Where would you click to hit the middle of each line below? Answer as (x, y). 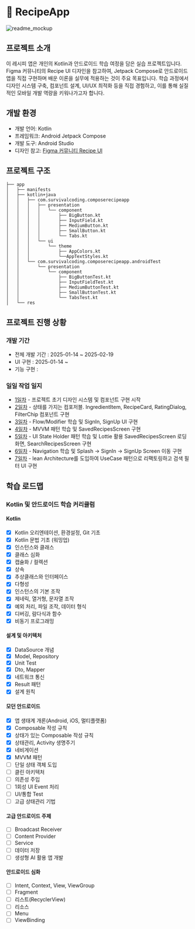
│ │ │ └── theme (39, 246)
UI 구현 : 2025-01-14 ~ (41, 362)
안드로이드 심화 (23, 872)
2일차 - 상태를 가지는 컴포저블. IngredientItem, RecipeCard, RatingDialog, (100, 407)
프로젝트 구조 (28, 171)
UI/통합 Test (29, 794)
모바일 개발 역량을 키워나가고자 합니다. (61, 93)
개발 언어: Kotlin (33, 128)
